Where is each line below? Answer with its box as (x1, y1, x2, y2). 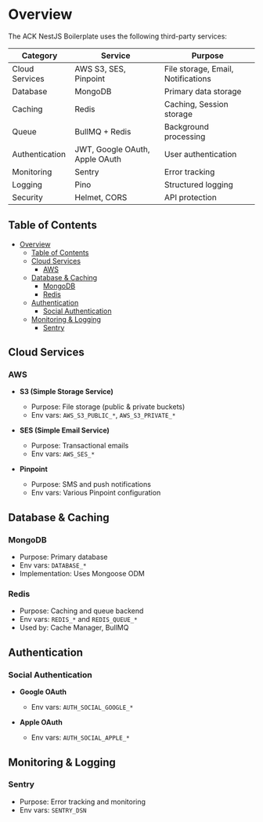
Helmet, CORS (74, 192, 128, 203)
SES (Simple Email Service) (19, 426, 110, 435)
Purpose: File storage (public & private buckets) (31, 402, 186, 411)
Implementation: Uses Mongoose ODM (19, 569, 145, 579)
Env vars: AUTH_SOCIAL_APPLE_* (31, 732, 131, 743)
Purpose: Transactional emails (31, 441, 129, 451)
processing (164, 131, 206, 142)
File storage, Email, (164, 63, 234, 74)
